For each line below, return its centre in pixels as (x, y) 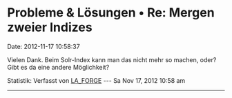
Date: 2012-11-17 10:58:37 (44, 46)
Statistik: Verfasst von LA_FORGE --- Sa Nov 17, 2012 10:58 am (96, 80)
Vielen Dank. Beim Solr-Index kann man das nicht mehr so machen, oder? (112, 59)
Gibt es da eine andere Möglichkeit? (58, 67)
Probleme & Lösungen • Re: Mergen (111, 13)
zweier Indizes (50, 27)
